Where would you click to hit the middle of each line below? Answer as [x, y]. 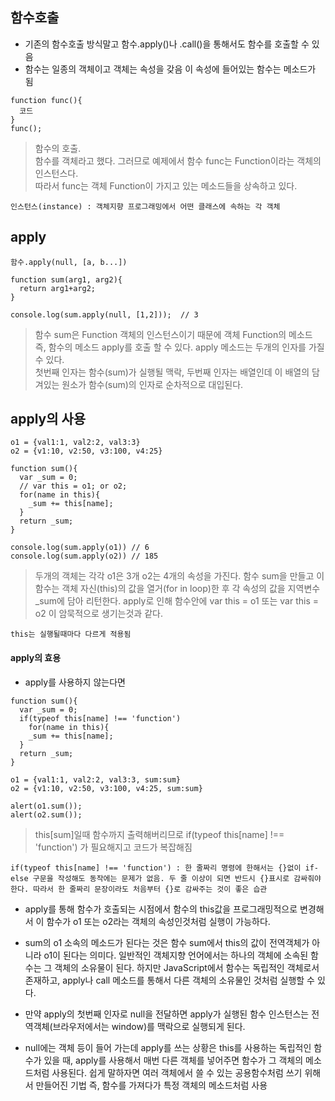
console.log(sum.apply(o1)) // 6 [80, 548]
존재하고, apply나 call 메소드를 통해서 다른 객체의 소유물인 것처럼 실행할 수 [169, 980]
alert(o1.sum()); [46, 806]
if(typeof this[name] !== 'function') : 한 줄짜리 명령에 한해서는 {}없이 [156, 868]
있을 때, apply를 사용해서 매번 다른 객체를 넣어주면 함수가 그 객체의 [173, 1060]
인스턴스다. [56, 173]
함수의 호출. [58, 148]
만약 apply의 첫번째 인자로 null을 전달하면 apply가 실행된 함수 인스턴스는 [167, 1014]
